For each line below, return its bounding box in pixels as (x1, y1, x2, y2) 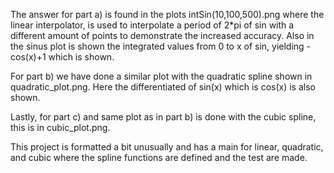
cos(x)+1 (10, 51, 47, 63)
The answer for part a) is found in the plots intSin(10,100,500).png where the (10, 9, 325, 20)
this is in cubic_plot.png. (10, 122, 111, 133)
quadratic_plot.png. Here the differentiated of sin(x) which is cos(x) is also (10, 81, 316, 93)
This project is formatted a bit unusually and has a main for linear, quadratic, (10, 141, 324, 153)
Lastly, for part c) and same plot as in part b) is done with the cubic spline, (10, 111, 317, 123)
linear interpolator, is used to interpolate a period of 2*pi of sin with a (10, 19, 295, 31)
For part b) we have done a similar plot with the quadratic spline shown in (10, 70, 313, 82)
